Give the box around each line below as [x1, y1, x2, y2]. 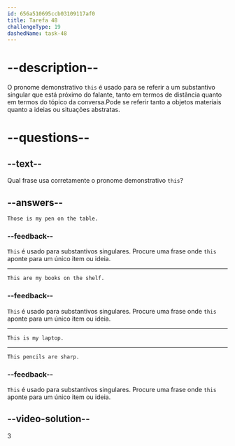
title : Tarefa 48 [7, 17, 58, 24]
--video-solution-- [7, 413, 90, 425]
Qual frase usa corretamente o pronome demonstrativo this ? [7, 176, 184, 185]
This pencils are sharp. [7, 353, 80, 361]
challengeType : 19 [7, 23, 61, 30]
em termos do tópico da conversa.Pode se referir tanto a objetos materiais [7, 98, 222, 106]
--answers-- [7, 197, 63, 209]
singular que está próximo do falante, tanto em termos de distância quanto [7, 90, 222, 99]
